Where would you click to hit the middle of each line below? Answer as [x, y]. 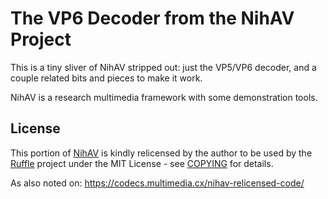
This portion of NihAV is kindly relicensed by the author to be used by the [161, 153]
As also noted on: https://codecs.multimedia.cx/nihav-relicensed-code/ [157, 183]
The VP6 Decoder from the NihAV [152, 18]
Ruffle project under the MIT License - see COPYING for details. [142, 163]
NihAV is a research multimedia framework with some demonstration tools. [164, 97]
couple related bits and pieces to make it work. [106, 78]
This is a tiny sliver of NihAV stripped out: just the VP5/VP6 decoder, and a [163, 67]
